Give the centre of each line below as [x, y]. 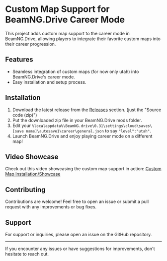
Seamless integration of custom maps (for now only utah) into [76, 71]
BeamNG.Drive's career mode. [44, 77]
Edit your [22, 126]
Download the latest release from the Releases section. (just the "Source [87, 110]
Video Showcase [32, 157]
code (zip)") [25, 115]
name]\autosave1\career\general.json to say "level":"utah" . [88, 130]
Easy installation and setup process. [49, 82]
